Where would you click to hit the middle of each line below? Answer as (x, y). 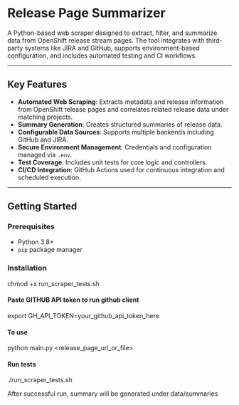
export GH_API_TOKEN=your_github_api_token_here (84, 315)
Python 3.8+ (36, 242)
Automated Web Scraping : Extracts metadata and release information (121, 102)
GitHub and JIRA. (43, 140)
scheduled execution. (49, 177)
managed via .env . (45, 154)
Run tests (22, 364)
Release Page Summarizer (86, 13)
